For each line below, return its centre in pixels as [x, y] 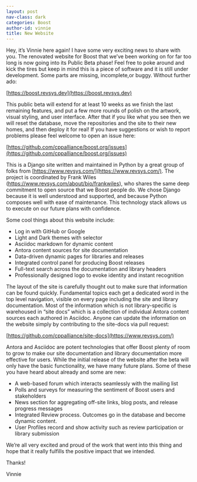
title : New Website [30, 34]
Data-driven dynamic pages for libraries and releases [79, 256]
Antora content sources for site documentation [71, 250]
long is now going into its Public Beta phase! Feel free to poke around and [95, 63]
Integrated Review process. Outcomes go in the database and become [100, 415]
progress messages [39, 409]
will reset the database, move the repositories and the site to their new [91, 123]
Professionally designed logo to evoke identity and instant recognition [99, 275]
